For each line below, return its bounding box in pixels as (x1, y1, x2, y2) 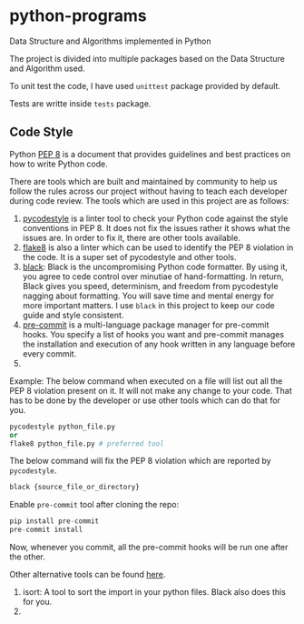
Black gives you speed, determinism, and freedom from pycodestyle (22, 280, 279, 291)
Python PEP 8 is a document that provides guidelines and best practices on (9, 148, 291, 159)
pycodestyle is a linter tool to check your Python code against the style (22, 213, 289, 224)
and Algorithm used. (9, 63, 85, 74)
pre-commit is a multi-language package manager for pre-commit (22, 319, 270, 330)
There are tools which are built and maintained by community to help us (9, 176, 278, 186)
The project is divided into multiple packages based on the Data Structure (9, 53, 286, 64)
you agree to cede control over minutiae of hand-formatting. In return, (22, 270, 284, 282)
